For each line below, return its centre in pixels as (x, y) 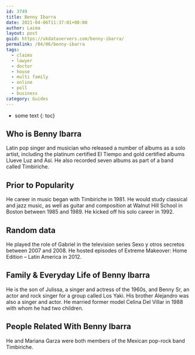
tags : (13, 50)
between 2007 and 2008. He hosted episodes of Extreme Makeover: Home (97, 251)
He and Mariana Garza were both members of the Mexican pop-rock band (96, 340)
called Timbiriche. (28, 167)
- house (21, 72)
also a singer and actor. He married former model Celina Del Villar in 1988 (95, 302)
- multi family (30, 77)
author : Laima (23, 28)
